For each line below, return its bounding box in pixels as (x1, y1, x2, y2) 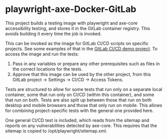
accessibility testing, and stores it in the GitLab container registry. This (5, 25, 150, 31)
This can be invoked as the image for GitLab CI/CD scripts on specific (5, 40, 149, 46)
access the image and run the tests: (5, 51, 79, 57)
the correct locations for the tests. (12, 66, 83, 72)
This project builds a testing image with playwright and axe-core (5, 20, 138, 26)
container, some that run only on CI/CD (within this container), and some (5, 91, 154, 97)
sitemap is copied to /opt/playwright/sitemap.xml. (5, 127, 107, 133)
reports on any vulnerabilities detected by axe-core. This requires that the (5, 122, 157, 128)
